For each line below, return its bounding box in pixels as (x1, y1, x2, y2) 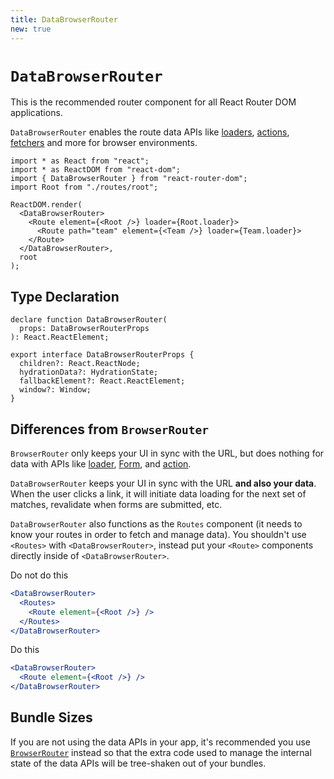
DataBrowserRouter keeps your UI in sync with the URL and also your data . (10, 477, 317, 490)
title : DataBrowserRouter (10, 14, 118, 25)
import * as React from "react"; (10, 156, 150, 166)
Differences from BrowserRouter (10, 421, 210, 438)
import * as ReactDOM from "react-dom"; (10, 165, 182, 175)
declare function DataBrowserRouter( (10, 315, 168, 325)
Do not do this (10, 569, 69, 581)
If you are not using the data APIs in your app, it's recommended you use (10, 736, 312, 748)
